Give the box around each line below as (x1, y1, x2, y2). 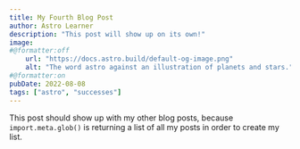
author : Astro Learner (9, 21, 94, 30)
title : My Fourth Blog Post (9, 12, 114, 22)
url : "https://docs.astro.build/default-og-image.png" (25, 54, 234, 63)
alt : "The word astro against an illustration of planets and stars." (25, 63, 294, 72)
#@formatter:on (9, 71, 66, 80)
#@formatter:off (9, 46, 70, 55)
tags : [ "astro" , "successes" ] (9, 87, 122, 96)
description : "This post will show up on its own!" (9, 29, 205, 38)
